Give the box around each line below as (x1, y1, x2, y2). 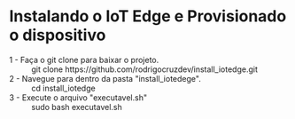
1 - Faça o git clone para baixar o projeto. (9, 54, 159, 65)
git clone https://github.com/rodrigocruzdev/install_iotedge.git (31, 64, 259, 75)
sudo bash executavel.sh (31, 101, 122, 112)
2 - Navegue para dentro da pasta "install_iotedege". (9, 73, 201, 83)
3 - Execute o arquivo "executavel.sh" (9, 91, 148, 103)
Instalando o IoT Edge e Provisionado (9, 6, 287, 27)
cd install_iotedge (31, 83, 96, 93)
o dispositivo (9, 25, 106, 45)
